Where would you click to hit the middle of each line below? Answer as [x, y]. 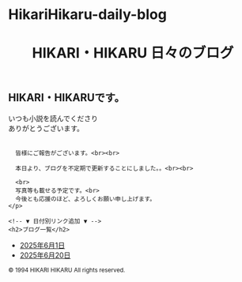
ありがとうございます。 [46, 128]
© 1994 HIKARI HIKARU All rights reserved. [67, 270]
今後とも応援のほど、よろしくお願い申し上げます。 [85, 199]
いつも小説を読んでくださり [53, 118]
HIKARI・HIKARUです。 [66, 98]
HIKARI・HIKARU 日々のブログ [133, 53]
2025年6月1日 [42, 245]
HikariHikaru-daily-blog [88, 15]
